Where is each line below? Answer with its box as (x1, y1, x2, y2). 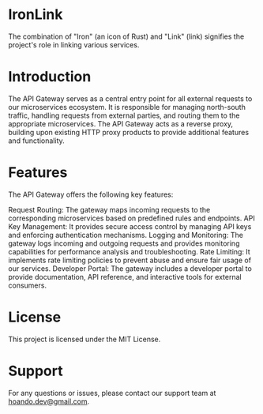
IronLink (8, 6, 63, 24)
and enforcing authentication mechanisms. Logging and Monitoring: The (8, 230, 243, 239)
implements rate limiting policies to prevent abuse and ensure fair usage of (8, 255, 251, 265)
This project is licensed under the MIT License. (8, 334, 161, 344)
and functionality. (8, 136, 65, 145)
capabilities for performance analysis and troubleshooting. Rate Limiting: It (8, 247, 250, 256)
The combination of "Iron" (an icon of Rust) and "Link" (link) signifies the (8, 32, 245, 41)
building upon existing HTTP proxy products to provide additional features (8, 127, 250, 137)
